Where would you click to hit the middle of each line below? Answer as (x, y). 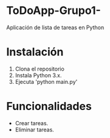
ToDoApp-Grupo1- (54, 11)
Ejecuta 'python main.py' (46, 81)
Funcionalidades (49, 106)
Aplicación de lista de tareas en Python (55, 27)
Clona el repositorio (40, 69)
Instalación (35, 52)
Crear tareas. (32, 123)
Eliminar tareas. (35, 129)
